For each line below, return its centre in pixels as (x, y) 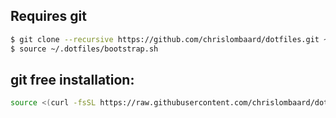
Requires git (48, 16)
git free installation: (72, 79)
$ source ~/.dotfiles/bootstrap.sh (84, 49)
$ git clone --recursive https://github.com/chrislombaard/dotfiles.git (165, 39)
